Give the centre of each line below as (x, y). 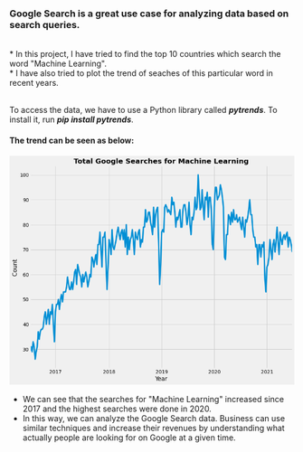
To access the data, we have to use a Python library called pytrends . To (143, 110)
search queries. (45, 24)
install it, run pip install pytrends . (71, 119)
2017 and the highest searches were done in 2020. (117, 409)
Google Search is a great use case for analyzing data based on (149, 14)
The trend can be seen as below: (72, 140)
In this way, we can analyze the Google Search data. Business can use (154, 419)
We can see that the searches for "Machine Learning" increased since (153, 400)
